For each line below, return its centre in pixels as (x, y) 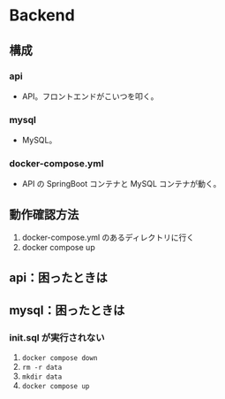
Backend (42, 15)
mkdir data (42, 377)
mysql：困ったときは (67, 311)
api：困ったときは (59, 277)
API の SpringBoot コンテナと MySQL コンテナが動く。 (121, 184)
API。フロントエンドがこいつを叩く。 (90, 96)
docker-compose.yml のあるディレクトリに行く (108, 238)
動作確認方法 (44, 215)
